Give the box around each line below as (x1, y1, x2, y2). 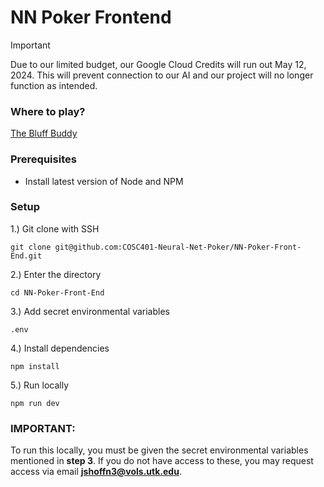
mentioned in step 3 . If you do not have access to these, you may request (10, 455, 314, 467)
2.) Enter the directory (10, 268, 102, 280)
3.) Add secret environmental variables (10, 305, 170, 317)
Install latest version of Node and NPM (24, 175, 184, 187)
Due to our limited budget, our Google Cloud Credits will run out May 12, (10, 58, 307, 70)
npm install (10, 361, 60, 371)
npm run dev (10, 398, 60, 408)
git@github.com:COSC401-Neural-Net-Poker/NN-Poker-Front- (54, 242, 302, 252)
